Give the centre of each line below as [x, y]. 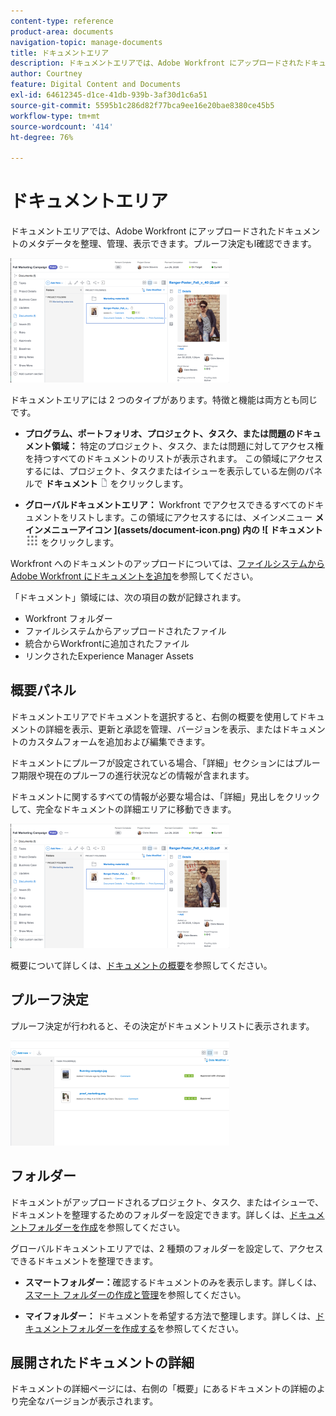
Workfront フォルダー [68, 619]
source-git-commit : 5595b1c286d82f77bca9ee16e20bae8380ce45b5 [142, 105]
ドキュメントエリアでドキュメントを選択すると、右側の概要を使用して [155, 716]
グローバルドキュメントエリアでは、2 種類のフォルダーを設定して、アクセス [167, 1248]
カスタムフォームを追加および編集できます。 [119, 741]
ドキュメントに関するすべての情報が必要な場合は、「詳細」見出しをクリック [165, 796]
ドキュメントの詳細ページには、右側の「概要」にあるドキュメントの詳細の [163, 1389]
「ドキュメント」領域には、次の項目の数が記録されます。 [128, 597]
